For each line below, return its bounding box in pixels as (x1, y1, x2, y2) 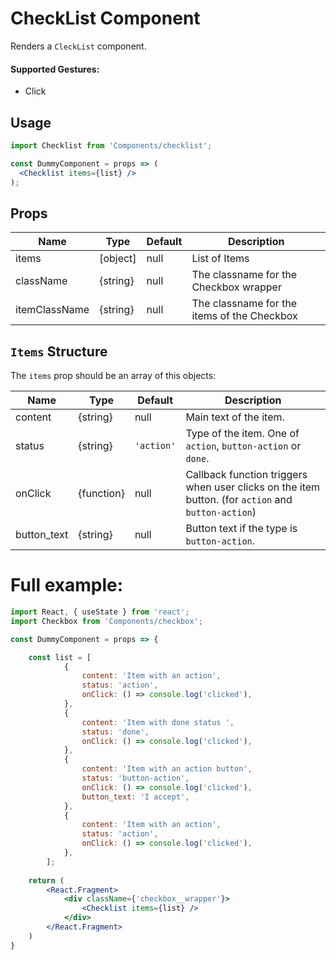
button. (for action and (185, 493, 293, 507)
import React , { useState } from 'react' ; (10, 607, 190, 617)
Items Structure (10, 343, 108, 360)
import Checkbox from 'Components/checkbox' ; (10, 616, 203, 626)
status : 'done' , (81, 727, 150, 737)
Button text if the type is (185, 522, 298, 536)
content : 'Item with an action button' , (81, 764, 253, 774)
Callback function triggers (185, 468, 308, 482)
